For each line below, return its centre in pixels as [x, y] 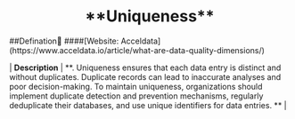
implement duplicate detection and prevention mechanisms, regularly [136, 96]
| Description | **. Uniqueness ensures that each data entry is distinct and [145, 67]
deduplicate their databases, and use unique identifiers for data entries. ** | [148, 105]
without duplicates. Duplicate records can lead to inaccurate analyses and [145, 76]
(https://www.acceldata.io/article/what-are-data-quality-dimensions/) [137, 50]
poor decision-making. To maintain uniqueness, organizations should [136, 86]
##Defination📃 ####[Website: [64, 41]
